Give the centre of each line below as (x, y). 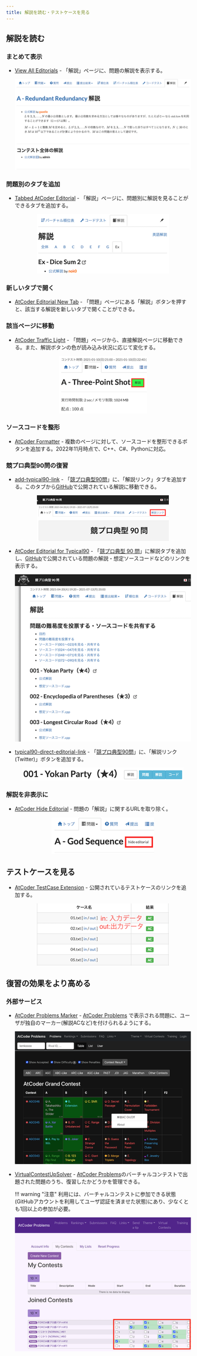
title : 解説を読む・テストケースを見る (48, 12)
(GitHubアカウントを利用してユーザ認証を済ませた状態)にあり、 (91, 1202)
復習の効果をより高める (48, 983)
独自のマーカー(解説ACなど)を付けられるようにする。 (89, 1023)
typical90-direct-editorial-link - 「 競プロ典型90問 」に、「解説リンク (96, 752)
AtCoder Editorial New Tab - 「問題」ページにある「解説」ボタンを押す (100, 302)
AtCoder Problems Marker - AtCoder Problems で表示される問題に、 (97, 1015)
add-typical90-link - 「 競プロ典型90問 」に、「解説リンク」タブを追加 (98, 479)
